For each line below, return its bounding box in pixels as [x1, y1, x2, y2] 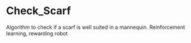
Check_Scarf [6, 4, 71, 18]
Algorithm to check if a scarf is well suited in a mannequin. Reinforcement [6, 24, 185, 31]
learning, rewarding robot [6, 29, 68, 37]
